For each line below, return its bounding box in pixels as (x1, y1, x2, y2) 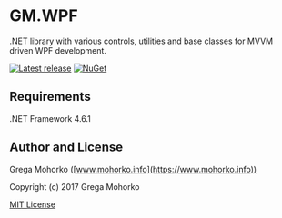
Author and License (9, 140, 124, 155)
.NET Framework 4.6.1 (9, 113, 91, 124)
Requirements (9, 89, 91, 104)
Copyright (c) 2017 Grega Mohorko (9, 181, 140, 192)
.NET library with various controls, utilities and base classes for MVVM (9, 35, 274, 46)
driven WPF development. (9, 45, 107, 55)
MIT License (9, 199, 56, 210)
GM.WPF (9, 5, 79, 26)
